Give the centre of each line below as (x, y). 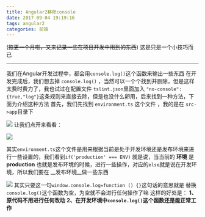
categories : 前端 (27, 29)
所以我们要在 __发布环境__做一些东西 (63, 172)
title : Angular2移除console (41, 12)
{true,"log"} (23, 97)
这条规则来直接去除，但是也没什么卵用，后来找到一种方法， (114, 97)
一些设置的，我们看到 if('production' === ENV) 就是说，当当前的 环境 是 (103, 157)
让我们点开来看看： (38, 125)
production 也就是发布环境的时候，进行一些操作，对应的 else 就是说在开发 (99, 164)
